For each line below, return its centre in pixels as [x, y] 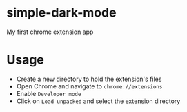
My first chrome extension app [50, 32]
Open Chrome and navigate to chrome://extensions [89, 86]
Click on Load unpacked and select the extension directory [98, 101]
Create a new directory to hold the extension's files [89, 79]
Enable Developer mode [49, 93]
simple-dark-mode [61, 13]
